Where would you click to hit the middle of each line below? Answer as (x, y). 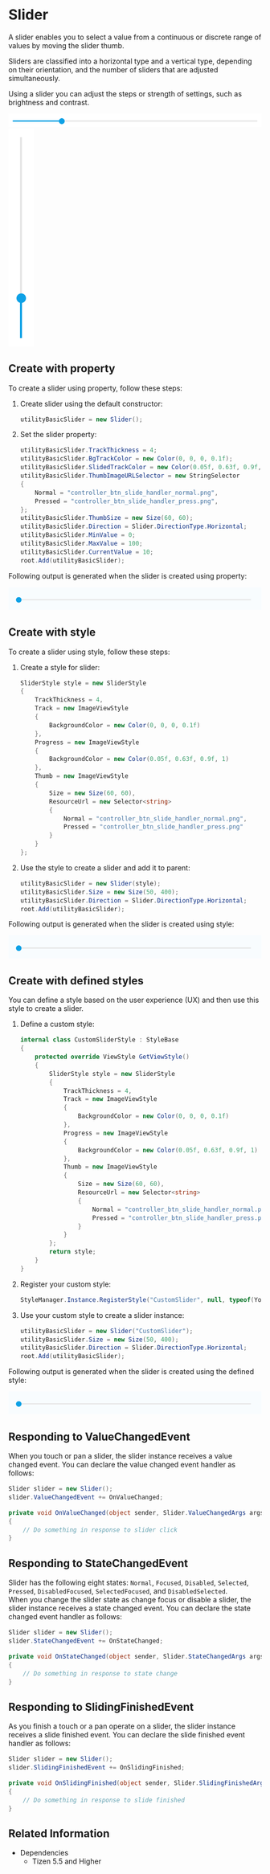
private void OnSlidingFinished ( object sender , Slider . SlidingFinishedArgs (138, 1783)
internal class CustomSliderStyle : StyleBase (99, 1040)
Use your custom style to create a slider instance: (102, 1315)
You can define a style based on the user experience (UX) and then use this (134, 1000)
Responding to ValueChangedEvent (99, 1436)
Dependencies (44, 1853)
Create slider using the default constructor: (91, 403)
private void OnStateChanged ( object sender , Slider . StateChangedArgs (127, 1656)
